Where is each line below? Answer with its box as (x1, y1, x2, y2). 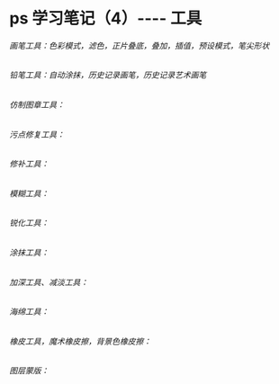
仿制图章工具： (9, 100, 65, 110)
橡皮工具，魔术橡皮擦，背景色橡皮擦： (9, 335, 151, 346)
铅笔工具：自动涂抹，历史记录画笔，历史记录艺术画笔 (9, 69, 207, 81)
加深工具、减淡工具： (9, 276, 88, 288)
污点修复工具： (9, 129, 65, 139)
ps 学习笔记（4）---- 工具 (9, 8, 202, 29)
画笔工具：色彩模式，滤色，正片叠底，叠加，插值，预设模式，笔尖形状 (9, 40, 270, 50)
